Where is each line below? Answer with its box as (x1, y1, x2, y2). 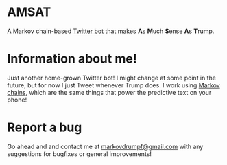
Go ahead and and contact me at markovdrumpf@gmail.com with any (7, 142, 204, 151)
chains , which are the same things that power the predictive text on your (7, 88, 212, 96)
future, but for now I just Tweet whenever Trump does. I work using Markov (7, 80, 221, 89)
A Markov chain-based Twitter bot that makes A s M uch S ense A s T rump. (7, 27, 215, 35)
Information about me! (7, 51, 137, 67)
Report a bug (7, 120, 82, 135)
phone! (7, 96, 27, 104)
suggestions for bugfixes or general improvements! (7, 149, 152, 158)
